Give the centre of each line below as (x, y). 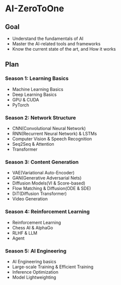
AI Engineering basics (34, 261)
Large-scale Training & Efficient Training (53, 267)
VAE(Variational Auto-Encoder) (43, 173)
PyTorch (21, 105)
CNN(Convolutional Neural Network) (49, 128)
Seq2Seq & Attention (33, 144)
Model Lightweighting (34, 277)
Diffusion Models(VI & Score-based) (49, 183)
